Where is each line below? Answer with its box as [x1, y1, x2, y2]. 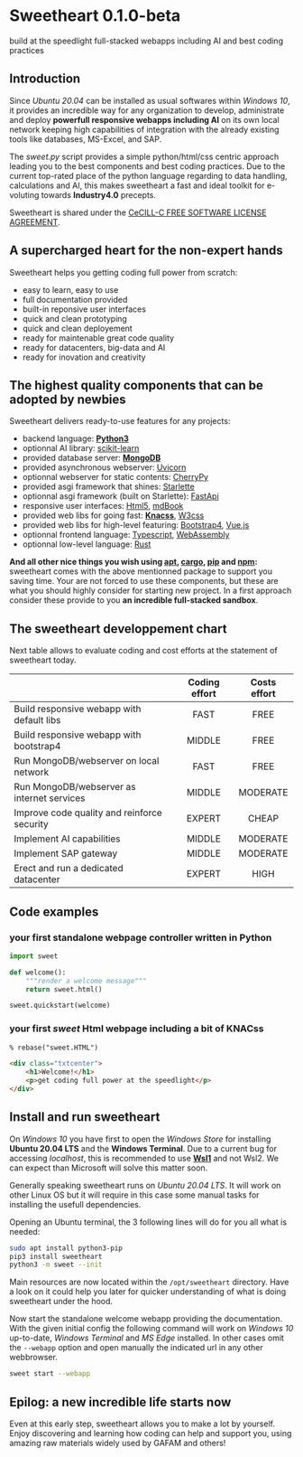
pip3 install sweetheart [9, 1252, 103, 1261]
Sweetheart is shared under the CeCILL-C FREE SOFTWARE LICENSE [9, 207, 267, 218]
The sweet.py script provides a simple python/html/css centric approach [9, 151, 280, 162]
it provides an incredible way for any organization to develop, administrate [9, 105, 285, 116]
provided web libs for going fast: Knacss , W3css [22, 510, 205, 521]
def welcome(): [9, 968, 67, 977]
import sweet [9, 951, 59, 961]
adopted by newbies [9, 391, 126, 407]
